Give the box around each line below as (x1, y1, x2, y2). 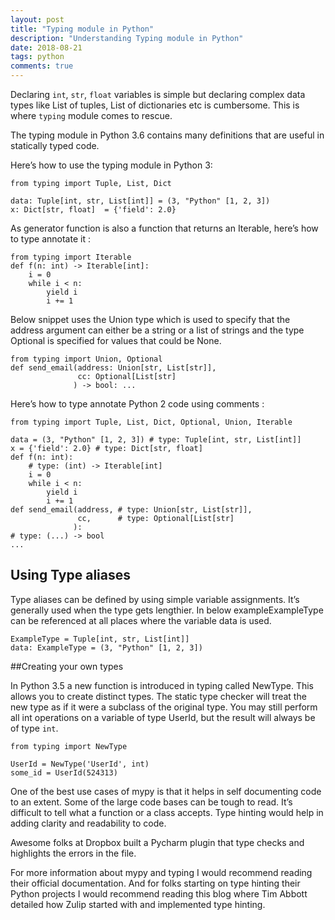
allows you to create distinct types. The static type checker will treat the (10, 690, 307, 702)
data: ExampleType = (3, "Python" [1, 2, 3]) (10, 642, 203, 653)
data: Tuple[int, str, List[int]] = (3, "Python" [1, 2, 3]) (10, 196, 271, 206)
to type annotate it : (10, 233, 91, 245)
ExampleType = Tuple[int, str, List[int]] (10, 634, 190, 644)
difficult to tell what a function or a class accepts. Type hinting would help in (10, 806, 324, 818)
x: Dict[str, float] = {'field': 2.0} (10, 205, 177, 215)
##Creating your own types (10, 660, 124, 672)
